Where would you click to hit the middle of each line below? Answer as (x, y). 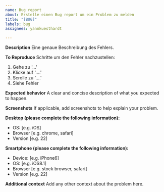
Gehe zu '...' (25, 67)
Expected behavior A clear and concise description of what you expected (82, 93)
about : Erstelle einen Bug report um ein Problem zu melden (70, 15)
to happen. (16, 99)
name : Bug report (23, 10)
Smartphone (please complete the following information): (67, 148)
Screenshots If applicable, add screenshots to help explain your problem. (82, 108)
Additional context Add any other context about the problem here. (74, 184)
